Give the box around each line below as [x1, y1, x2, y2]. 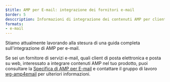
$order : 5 [5, 12, 26, 17]
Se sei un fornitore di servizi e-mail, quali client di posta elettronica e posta [5, 55, 161, 61]
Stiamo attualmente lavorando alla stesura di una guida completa [5, 40, 140, 46]
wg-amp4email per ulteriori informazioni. [5, 71, 91, 77]
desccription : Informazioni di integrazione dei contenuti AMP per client [5, 17, 166, 22]
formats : [5, 21, 24, 27]
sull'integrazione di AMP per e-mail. [5, 45, 80, 51]
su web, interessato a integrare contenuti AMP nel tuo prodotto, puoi [5, 60, 148, 66]
